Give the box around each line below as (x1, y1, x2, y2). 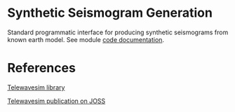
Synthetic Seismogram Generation (7, 5, 213, 21)
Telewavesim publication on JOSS (7, 97, 106, 105)
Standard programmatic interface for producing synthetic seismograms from (7, 28, 229, 36)
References (7, 60, 76, 76)
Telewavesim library (7, 83, 65, 92)
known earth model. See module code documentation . (7, 35, 165, 43)
